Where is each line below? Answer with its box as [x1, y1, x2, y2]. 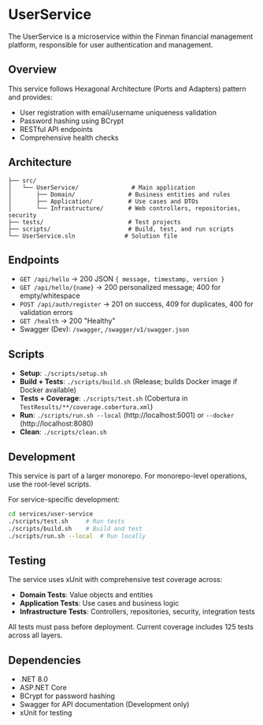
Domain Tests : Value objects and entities [19, 590, 154, 599]
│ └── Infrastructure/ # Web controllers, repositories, [8, 204, 242, 212]
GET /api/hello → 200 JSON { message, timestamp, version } [19, 274, 225, 284]
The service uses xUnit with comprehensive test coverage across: [8, 575, 223, 584]
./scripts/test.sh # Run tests [8, 517, 125, 525]
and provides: [8, 92, 53, 102]
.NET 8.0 [19, 674, 49, 684]
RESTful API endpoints [19, 124, 93, 133]
